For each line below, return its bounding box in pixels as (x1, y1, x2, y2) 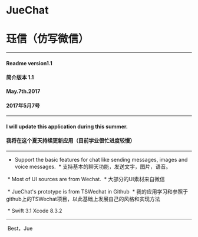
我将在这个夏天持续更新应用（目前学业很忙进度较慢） (6, 137, 136, 144)
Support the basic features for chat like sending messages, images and (14, 156, 188, 163)
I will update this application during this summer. (6, 123, 128, 130)
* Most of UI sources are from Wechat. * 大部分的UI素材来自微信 (7, 175, 165, 182)
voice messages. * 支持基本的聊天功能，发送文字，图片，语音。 (14, 163, 171, 170)
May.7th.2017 (6, 88, 41, 95)
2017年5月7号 (6, 102, 40, 109)
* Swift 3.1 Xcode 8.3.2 (7, 207, 62, 214)
